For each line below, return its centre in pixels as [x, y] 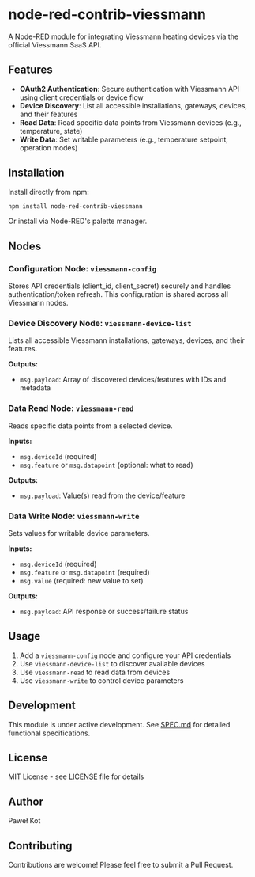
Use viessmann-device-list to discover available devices [112, 663]
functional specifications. [49, 733]
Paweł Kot [24, 821]
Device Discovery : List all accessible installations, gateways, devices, [133, 105]
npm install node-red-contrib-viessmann [76, 206]
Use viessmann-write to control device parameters [101, 680]
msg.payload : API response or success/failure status [104, 612]
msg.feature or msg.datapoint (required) [84, 572]
